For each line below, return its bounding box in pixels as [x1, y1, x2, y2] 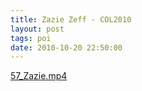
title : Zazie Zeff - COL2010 [10, 14, 132, 25]
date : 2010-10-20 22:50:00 [10, 42, 123, 53]
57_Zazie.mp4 [10, 70, 68, 82]
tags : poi [10, 33, 52, 43]
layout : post [10, 24, 65, 34]
